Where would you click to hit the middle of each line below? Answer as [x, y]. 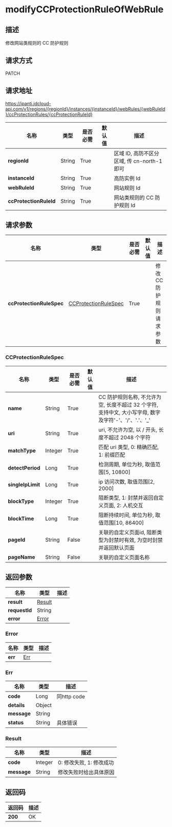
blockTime [21, 518]
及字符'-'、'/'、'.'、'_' [125, 420]
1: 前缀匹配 [112, 455]
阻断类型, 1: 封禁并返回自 [128, 498]
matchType [22, 450]
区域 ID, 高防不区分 [137, 153]
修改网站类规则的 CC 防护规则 [37, 43]
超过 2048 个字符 [130, 437]
